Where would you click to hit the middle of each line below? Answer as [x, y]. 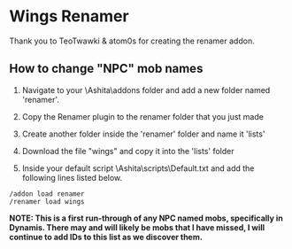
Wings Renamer [69, 16]
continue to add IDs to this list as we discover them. [106, 237]
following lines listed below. [72, 177]
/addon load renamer [47, 194]
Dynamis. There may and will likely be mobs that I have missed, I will [137, 227]
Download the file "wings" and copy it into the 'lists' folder [128, 151]
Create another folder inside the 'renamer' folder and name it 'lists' [143, 134]
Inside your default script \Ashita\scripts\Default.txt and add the [138, 168]
